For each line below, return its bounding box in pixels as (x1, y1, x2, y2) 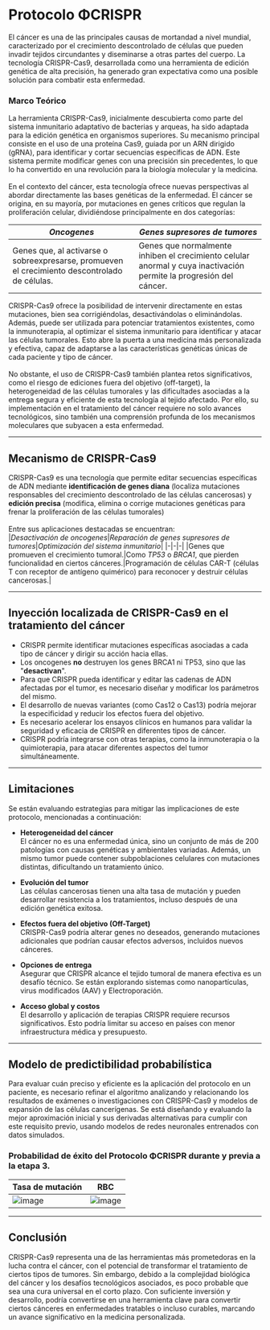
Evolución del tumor (19, 877, 89, 887)
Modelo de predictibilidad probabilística (8, 1058, 212, 1072)
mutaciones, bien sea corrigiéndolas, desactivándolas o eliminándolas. (8, 310, 243, 319)
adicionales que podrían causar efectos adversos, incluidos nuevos (19, 936, 243, 945)
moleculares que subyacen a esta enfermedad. (8, 421, 165, 430)
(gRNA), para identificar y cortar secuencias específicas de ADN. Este (8, 147, 240, 158)
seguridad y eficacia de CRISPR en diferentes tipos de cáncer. (19, 726, 227, 735)
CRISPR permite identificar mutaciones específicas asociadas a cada (19, 640, 249, 649)
